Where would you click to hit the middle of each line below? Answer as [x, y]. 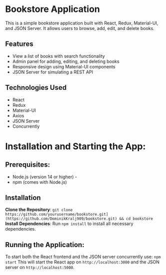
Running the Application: [45, 245]
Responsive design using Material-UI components [64, 66]
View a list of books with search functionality [58, 56]
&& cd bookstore [136, 219]
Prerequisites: [27, 165]
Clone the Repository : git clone [39, 210]
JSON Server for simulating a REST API [53, 72]
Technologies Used [36, 88]
